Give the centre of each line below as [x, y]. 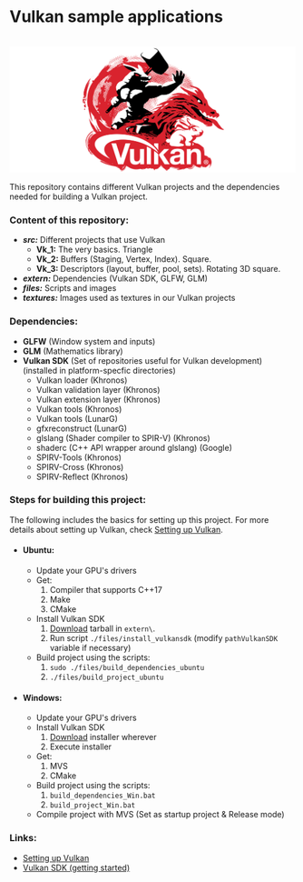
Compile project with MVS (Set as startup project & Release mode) [160, 815]
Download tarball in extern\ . [103, 628]
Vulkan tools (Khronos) [79, 409]
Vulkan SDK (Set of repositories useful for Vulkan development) [142, 360]
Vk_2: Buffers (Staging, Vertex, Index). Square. [123, 259]
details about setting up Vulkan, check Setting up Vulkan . [117, 529]
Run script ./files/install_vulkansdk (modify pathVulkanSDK [164, 638]
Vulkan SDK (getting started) [76, 867]
